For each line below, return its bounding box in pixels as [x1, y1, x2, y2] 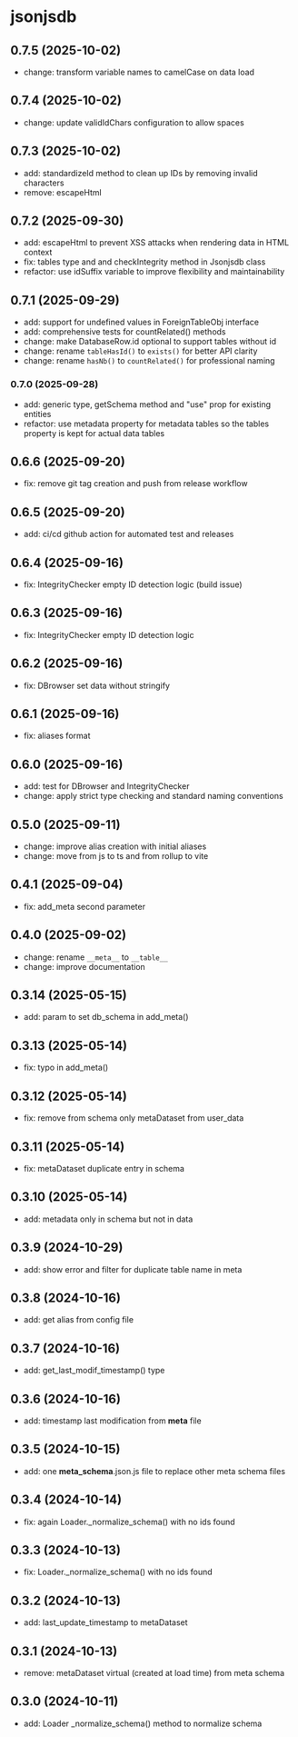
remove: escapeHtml [23, 186, 103, 197]
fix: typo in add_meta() [23, 1062, 109, 1073]
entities [23, 408, 52, 419]
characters [23, 177, 65, 188]
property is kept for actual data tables [23, 427, 165, 438]
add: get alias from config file [23, 1314, 134, 1325]
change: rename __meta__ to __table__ [23, 952, 169, 963]
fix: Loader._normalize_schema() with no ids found [23, 1566, 213, 1578]
